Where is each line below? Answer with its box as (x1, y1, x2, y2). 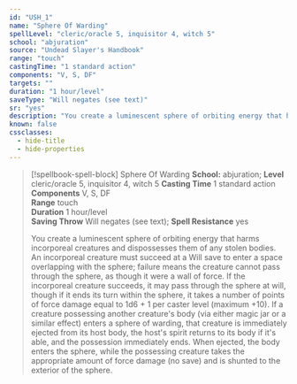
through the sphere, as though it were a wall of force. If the (30, 271, 246, 281)
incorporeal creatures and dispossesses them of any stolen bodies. (30, 242, 277, 253)
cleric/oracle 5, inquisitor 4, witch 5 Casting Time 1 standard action (30, 178, 276, 188)
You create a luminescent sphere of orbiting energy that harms (30, 233, 260, 243)
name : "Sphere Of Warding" (9, 21, 109, 30)
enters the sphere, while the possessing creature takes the (30, 346, 245, 357)
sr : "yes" (9, 104, 46, 112)
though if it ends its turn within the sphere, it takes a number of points (30, 289, 286, 300)
